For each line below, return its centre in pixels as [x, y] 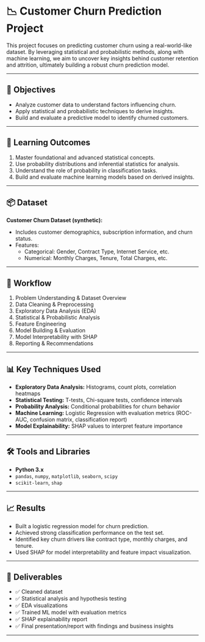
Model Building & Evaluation [50, 330]
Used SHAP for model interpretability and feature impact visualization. [103, 552]
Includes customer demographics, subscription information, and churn [104, 232]
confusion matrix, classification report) [78, 420]
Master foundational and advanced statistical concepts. [85, 157]
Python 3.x [29, 469]
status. [23, 239]
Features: [27, 245]
